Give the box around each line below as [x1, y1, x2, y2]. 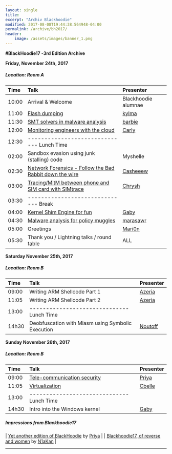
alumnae [122, 101, 143, 108]
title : [5, 12, 19, 17]
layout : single [5, 7, 38, 13]
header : [5, 31, 22, 36]
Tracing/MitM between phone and [27, 179, 110, 186]
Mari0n [122, 225, 140, 232]
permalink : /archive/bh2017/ [5, 27, 68, 32]
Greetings [27, 225, 51, 232]
